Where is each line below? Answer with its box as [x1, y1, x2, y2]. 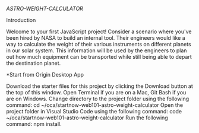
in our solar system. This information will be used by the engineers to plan [6, 47, 187, 54]
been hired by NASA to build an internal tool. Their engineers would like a [6, 34, 185, 41]
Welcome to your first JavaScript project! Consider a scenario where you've [6, 28, 192, 35]
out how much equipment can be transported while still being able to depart [6, 53, 192, 60]
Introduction [6, 17, 36, 23]
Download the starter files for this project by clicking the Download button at [6, 83, 193, 90]
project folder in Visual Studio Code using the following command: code [6, 108, 182, 115]
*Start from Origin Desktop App [6, 71, 84, 78]
